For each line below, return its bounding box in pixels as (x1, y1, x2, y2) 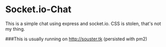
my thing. (5, 26, 26, 32)
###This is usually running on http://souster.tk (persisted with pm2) (5, 36, 148, 42)
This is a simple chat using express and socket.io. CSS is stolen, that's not (5, 20, 161, 27)
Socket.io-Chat (5, 4, 72, 15)
